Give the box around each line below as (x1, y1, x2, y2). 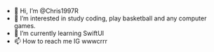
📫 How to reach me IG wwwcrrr (13, 37, 107, 45)
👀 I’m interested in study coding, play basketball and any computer (13, 14, 207, 22)
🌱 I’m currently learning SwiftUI (13, 29, 105, 37)
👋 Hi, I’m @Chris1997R (13, 7, 79, 15)
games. (13, 22, 36, 30)
